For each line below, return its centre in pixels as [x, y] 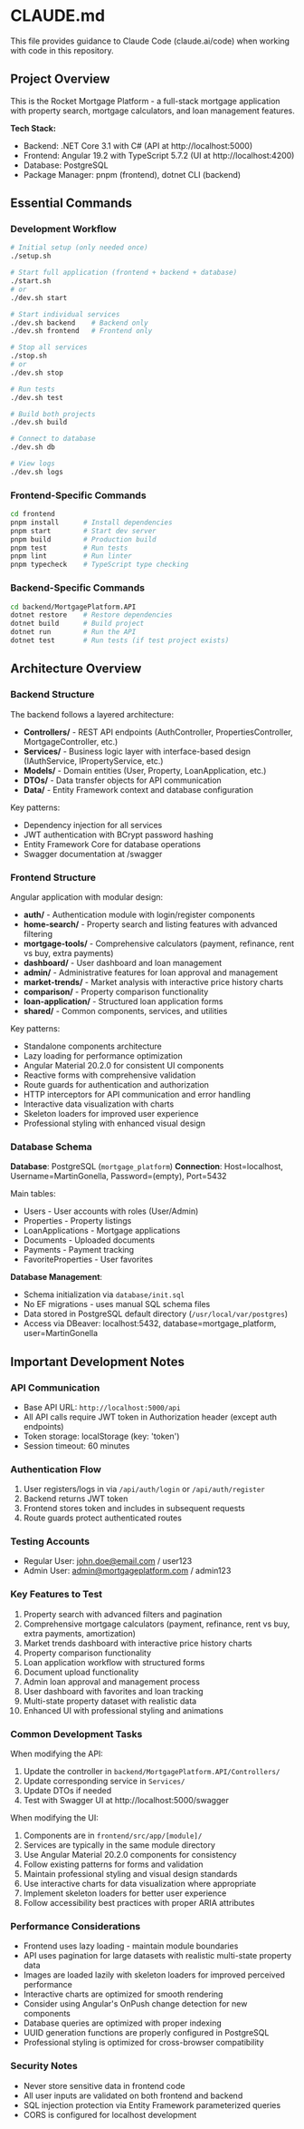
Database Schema [52, 1147]
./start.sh [31, 281]
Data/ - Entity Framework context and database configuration [138, 789]
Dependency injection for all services [93, 825]
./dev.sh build [39, 423]
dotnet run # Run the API [73, 632]
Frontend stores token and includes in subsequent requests [134, 1509]
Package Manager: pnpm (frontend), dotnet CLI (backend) [132, 174]
